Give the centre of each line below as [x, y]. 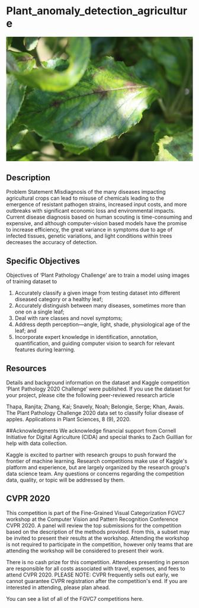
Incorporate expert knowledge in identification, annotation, [86, 337]
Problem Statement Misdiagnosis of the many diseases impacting [86, 192]
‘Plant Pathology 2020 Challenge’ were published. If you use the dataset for [98, 389]
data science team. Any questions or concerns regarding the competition [95, 474]
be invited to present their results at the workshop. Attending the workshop [98, 538]
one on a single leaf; [40, 312]
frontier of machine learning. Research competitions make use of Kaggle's [97, 461]
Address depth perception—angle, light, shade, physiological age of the [102, 325]
